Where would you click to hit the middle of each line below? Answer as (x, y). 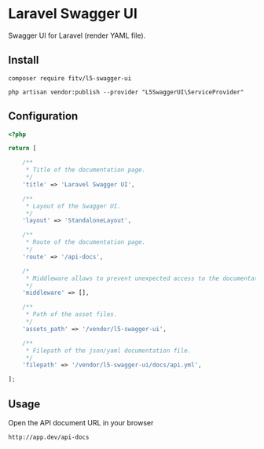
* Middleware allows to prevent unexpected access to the (123, 278)
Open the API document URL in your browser (81, 423)
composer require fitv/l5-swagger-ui (70, 78)
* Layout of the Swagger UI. (73, 206)
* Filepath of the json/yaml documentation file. (108, 351)
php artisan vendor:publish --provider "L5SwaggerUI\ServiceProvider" (126, 92)
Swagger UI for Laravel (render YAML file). (77, 35)
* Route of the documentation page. (86, 242)
